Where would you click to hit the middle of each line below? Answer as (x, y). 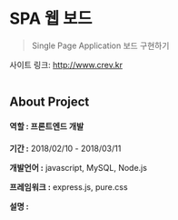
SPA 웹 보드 (51, 19)
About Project (49, 102)
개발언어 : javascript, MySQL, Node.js (79, 167)
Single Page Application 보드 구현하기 (100, 45)
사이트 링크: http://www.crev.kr (66, 65)
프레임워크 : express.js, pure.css (69, 186)
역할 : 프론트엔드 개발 (47, 126)
